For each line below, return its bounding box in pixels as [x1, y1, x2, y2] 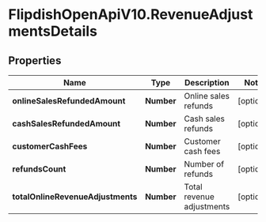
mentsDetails [8, 22, 97, 40]
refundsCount [12, 164, 66, 175]
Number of [184, 159, 224, 169]
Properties [8, 54, 62, 67]
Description [184, 77, 230, 88]
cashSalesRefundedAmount [12, 119, 121, 129]
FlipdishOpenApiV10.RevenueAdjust [8, 6, 253, 24]
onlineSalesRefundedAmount [12, 96, 126, 106]
